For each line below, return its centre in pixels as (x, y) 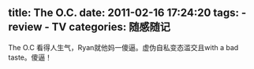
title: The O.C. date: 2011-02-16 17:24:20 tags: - (127, 13)
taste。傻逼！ (30, 57)
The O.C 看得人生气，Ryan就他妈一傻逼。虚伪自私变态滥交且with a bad (123, 47)
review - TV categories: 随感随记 (90, 27)
